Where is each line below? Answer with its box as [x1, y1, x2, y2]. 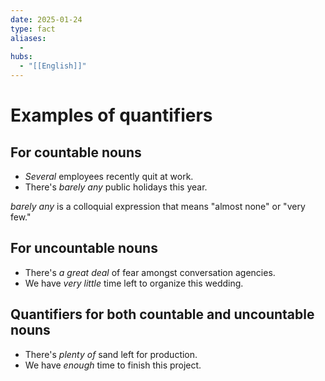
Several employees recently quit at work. [24, 171, 194, 182]
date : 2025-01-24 [10, 14, 83, 25]
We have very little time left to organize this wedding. [24, 277, 244, 289]
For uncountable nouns [10, 240, 158, 257]
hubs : [10, 52, 33, 62]
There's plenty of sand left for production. [24, 348, 198, 360]
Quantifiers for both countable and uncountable [10, 306, 315, 323]
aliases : [10, 33, 47, 43]
